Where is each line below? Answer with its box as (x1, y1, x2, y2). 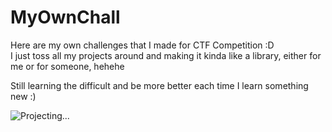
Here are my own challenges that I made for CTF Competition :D (10, 39, 275, 51)
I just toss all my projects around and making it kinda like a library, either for (10, 49, 322, 61)
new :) (10, 90, 37, 102)
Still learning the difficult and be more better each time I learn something (10, 79, 309, 91)
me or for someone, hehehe (10, 60, 125, 72)
